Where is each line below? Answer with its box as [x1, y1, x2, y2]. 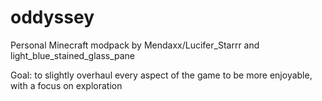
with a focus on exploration [10, 79, 123, 91]
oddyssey [10, 6, 95, 29]
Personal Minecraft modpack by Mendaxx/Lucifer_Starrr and [10, 39, 260, 51]
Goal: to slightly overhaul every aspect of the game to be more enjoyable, [10, 69, 313, 81]
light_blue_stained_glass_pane [10, 49, 136, 61]
